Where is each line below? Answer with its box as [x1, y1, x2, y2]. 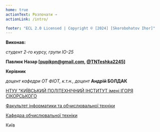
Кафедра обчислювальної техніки [5, 112, 78, 118]
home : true [5, 7, 28, 12]
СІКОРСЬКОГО [5, 93, 37, 99]
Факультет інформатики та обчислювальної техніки [5, 103, 115, 109]
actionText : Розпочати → [5, 12, 57, 17]
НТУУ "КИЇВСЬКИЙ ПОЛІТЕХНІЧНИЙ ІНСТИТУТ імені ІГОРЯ [5, 88, 134, 94]
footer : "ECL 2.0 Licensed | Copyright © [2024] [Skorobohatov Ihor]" [5, 25, 156, 30]
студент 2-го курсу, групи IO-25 [5, 49, 74, 55]
